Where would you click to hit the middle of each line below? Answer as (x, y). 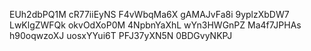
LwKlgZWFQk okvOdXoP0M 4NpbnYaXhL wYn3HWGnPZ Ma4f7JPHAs (155, 25)
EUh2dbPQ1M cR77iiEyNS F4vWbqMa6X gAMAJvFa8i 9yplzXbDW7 (149, 14)
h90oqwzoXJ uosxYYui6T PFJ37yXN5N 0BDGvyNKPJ (121, 35)
